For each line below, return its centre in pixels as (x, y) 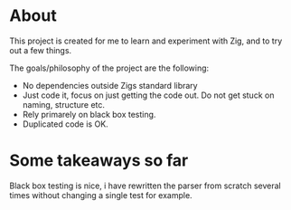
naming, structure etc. (64, 104)
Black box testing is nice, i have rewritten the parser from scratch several (145, 186)
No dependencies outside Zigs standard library (110, 85)
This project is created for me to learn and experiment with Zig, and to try (146, 41)
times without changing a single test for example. (101, 195)
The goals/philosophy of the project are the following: (109, 68)
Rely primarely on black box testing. (89, 114)
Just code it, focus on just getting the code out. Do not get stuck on (148, 95)
